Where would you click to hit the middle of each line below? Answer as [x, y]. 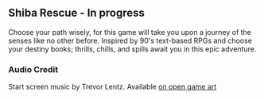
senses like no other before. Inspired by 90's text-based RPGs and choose [130, 40]
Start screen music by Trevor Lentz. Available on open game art [113, 87]
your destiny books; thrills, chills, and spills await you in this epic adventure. [132, 49]
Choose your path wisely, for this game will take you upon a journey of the [130, 32]
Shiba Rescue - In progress [77, 13]
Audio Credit [33, 69]
